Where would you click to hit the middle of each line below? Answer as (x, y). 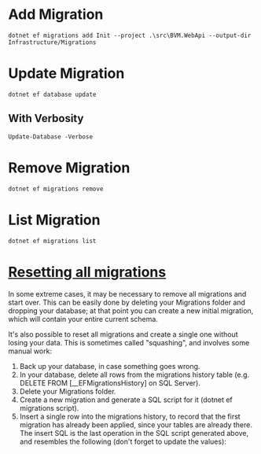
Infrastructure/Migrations (52, 42)
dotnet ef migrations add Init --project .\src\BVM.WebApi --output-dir (130, 35)
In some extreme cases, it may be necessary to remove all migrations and (127, 293)
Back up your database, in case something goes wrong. (110, 366)
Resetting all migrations (87, 272)
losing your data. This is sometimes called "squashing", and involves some (129, 342)
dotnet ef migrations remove (56, 189)
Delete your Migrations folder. (68, 391)
